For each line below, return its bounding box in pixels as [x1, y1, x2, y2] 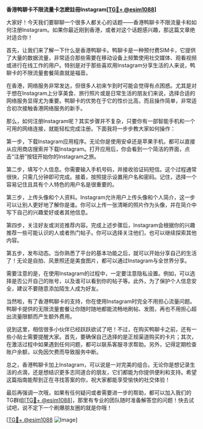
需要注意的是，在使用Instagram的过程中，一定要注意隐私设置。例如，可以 [6, 270, 190, 277]
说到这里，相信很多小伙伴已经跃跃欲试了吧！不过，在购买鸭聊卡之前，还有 [6, 326, 192, 332]
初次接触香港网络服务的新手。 [11, 105, 86, 112]
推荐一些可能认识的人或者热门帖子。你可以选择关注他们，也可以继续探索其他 [6, 229, 197, 236]
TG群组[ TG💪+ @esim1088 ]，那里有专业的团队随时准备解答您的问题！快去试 [6, 396, 195, 404]
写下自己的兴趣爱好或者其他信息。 [6, 209, 91, 216]
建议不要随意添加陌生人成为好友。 [16, 285, 101, 292]
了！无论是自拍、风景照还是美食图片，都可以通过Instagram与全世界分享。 [6, 257, 190, 264]
